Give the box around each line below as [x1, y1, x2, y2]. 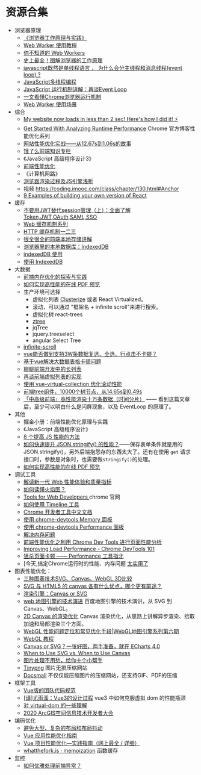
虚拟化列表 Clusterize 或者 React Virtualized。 [32, 296, 147, 303]
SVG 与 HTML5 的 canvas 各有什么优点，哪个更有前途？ [23, 582, 162, 590]
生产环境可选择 [23, 288, 61, 295]
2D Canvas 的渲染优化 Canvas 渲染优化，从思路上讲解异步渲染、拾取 [23, 612, 195, 620]
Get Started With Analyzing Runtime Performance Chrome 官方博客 [23, 125, 190, 132]
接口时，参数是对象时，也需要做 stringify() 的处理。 [23, 455, 154, 462]
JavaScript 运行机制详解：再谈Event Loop [23, 86, 128, 93]
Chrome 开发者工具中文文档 [23, 508, 93, 515]
